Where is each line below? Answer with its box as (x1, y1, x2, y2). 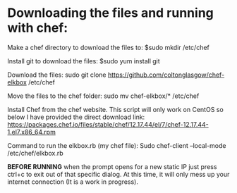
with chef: (7, 20, 68, 36)
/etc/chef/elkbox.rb (7, 149, 63, 157)
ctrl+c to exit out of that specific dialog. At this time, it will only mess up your (7, 170, 230, 178)
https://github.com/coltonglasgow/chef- (107, 70, 225, 79)
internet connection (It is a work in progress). (7, 178, 139, 186)
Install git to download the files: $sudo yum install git (7, 56, 160, 65)
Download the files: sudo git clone (7, 70, 107, 79)
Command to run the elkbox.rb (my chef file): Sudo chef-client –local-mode (7, 141, 226, 149)
